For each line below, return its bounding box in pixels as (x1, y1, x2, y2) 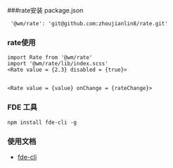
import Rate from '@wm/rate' (7, 54, 93, 61)
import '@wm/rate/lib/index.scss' (7, 60, 109, 67)
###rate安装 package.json (7, 6, 84, 14)
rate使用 (7, 37, 37, 47)
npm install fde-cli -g (7, 119, 77, 126)
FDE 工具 (7, 103, 37, 112)
